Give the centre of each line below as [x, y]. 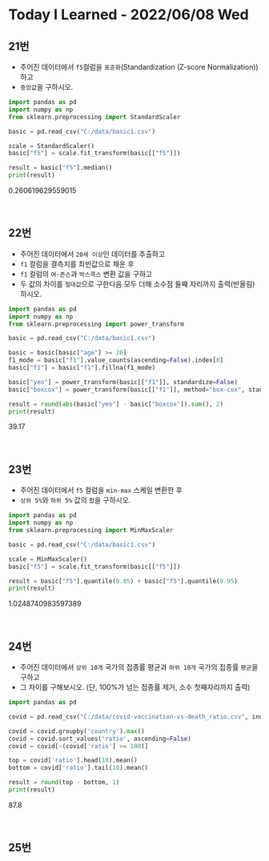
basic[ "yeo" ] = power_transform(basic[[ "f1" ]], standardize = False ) [123, 382]
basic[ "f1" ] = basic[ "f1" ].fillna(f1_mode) [82, 368]
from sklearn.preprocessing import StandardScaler [94, 117]
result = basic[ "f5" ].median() [60, 168]
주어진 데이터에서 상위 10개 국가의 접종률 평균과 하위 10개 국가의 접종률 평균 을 [139, 667]
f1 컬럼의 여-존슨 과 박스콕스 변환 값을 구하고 [86, 274]
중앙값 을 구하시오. [46, 87]
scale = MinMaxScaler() [48, 559]
